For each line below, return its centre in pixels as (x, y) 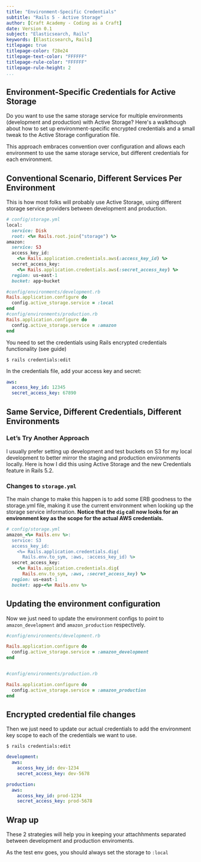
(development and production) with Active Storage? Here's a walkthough (96, 122)
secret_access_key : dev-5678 (53, 773)
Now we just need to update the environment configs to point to (85, 618)
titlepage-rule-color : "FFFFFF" (46, 62)
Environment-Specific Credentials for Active (91, 92)
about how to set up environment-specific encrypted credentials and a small (100, 129)
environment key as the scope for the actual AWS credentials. (85, 518)
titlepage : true (26, 46)
